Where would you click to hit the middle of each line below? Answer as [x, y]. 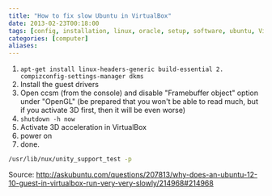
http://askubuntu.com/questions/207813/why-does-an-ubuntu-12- [147, 175]
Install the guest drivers [59, 85]
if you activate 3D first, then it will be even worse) [103, 111]
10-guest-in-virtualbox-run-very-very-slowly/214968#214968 [111, 183]
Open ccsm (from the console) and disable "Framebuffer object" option [139, 93]
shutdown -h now [47, 119]
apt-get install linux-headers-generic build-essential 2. [122, 69]
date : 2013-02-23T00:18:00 [54, 23]
